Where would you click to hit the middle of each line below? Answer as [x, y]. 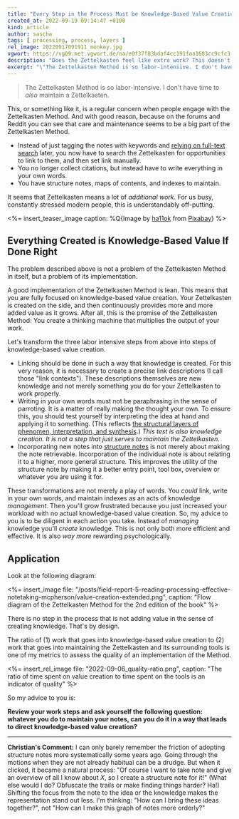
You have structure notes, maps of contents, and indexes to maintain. [119, 183]
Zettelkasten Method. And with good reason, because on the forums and [114, 116]
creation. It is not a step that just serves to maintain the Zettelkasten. [119, 439]
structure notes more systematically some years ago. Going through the [113, 755]
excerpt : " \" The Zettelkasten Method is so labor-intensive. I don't [113, 67]
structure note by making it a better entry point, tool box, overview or [119, 469]
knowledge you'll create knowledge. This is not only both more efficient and [118, 529]
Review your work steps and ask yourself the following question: [105, 712]
